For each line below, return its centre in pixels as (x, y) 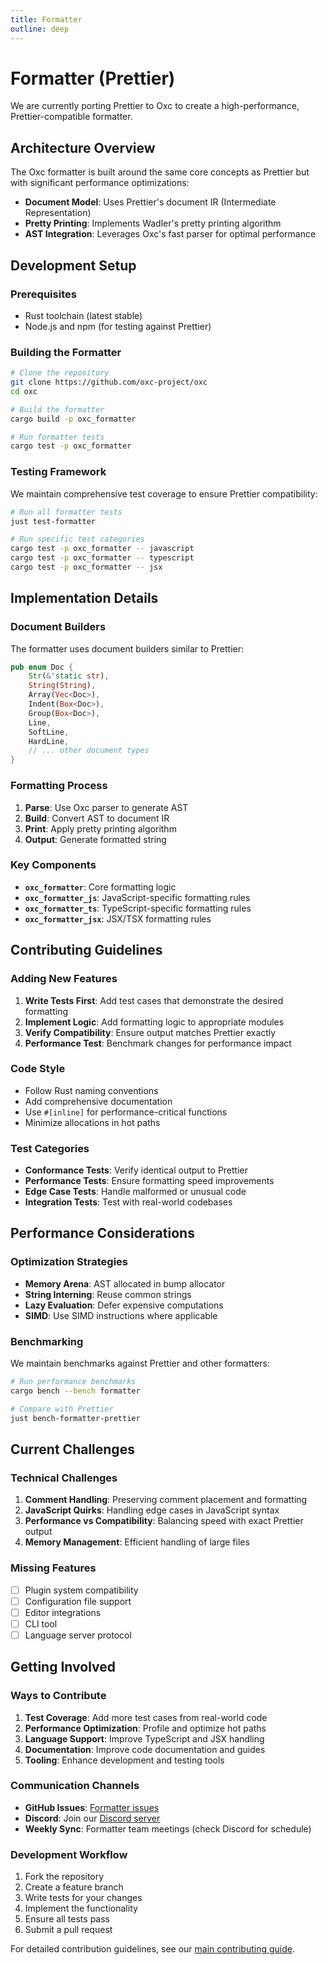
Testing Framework (58, 472)
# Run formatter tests (57, 437)
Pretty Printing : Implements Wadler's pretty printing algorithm (153, 223)
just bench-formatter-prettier (75, 1418)
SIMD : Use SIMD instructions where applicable (121, 1315)
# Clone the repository (60, 373)
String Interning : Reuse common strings (108, 1294)
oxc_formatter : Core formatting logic (100, 887)
